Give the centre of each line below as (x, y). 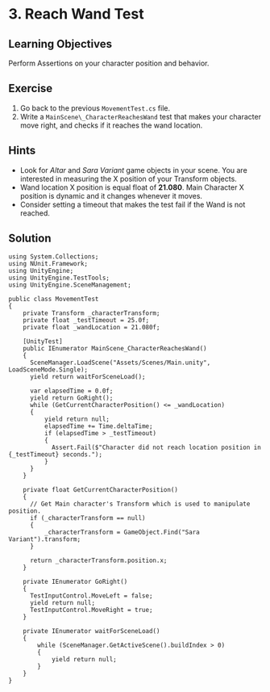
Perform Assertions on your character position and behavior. (109, 63)
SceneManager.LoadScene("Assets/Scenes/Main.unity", (120, 363)
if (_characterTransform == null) (88, 518)
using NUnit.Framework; (48, 264)
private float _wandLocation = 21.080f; (91, 328)
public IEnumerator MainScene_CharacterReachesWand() (115, 349)
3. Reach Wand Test (76, 14)
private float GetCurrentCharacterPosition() (101, 490)
